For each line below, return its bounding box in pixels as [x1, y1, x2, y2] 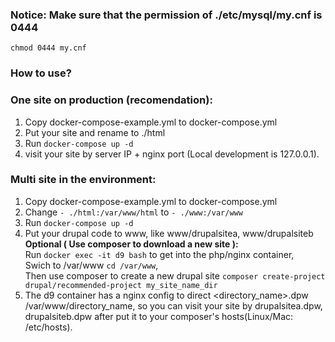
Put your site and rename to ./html [24, 126, 166, 138]
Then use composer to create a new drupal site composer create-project [24, 269, 326, 282]
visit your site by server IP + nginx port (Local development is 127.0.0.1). [24, 148, 320, 160]
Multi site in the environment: [10, 173, 157, 187]
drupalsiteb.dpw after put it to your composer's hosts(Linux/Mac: [24, 310, 294, 322]
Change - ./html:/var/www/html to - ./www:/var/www [24, 206, 243, 218]
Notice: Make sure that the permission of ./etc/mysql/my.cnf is [10, 8, 323, 22]
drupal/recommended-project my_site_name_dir [24, 280, 218, 290]
